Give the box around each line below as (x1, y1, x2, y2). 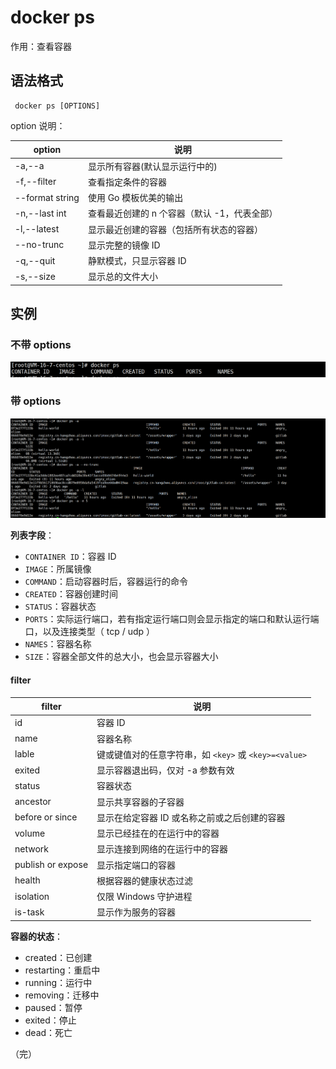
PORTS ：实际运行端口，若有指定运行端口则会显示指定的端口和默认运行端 (24, 613, 320, 625)
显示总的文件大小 (87, 271, 158, 283)
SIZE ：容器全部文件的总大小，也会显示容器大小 (24, 651, 219, 663)
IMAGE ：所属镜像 (24, 563, 92, 575)
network (14, 842, 49, 855)
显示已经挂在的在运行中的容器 (96, 827, 220, 840)
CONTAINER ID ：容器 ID (24, 551, 117, 563)
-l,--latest (14, 223, 60, 235)
